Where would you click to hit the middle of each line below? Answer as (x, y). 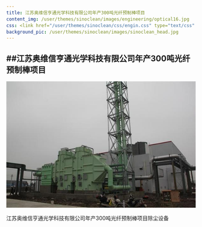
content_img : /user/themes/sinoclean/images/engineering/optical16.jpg (98, 19)
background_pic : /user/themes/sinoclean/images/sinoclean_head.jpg (93, 32)
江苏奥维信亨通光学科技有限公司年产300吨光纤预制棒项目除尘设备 (88, 218)
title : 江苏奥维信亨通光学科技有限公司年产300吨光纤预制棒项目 (76, 13)
